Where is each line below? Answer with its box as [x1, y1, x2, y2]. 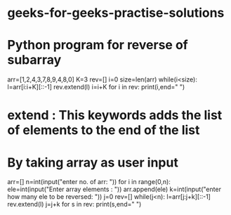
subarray [7, 52, 62, 68]
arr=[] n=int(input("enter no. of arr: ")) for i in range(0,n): [7, 178, 171, 186]
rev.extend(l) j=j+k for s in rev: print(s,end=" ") [7, 200, 142, 209]
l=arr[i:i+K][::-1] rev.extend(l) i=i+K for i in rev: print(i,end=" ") [7, 83, 185, 91]
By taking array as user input [7, 155, 179, 170]
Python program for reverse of [7, 37, 188, 53]
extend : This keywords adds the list [7, 107, 223, 124]
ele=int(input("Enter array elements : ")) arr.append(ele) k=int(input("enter [7, 185, 221, 194]
